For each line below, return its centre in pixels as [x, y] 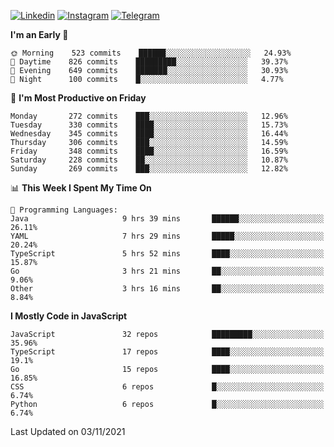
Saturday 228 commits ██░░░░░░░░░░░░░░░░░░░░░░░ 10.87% [149, 160]
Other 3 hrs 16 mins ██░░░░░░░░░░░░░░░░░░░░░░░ [167, 289]
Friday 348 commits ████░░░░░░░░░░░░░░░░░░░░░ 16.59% [149, 151]
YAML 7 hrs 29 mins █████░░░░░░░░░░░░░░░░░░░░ [167, 236]
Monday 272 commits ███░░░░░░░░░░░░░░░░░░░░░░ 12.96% [149, 116]
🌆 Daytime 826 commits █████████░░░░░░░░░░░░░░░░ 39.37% [149, 62]
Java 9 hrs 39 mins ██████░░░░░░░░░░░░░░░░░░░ [167, 219]
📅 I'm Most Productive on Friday [78, 98]
